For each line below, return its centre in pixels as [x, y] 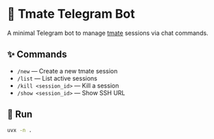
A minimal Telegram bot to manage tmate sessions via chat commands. [108, 33]
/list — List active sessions [57, 78]
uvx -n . [20, 130]
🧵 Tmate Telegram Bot [71, 14]
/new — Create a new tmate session [67, 71]
